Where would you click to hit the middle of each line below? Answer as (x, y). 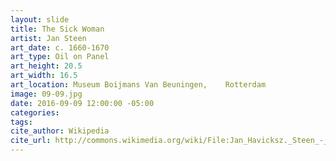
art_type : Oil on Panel (60, 57)
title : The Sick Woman (57, 29)
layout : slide (40, 19)
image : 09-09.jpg (46, 94)
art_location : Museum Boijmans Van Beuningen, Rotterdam (138, 85)
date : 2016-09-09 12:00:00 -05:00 (82, 103)
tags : (21, 122)
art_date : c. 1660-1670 (60, 47)
